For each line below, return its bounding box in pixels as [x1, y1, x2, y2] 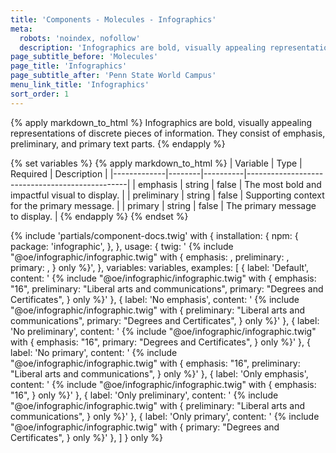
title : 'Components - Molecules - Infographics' [10, 14, 217, 25]
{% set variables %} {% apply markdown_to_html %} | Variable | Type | [10, 157, 303, 169]
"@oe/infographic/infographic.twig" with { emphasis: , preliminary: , [10, 251, 290, 263]
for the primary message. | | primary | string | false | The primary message [10, 199, 317, 211]
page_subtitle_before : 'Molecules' [10, 52, 159, 62]
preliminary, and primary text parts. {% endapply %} [10, 137, 226, 150]
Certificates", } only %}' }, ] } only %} [10, 431, 163, 443]
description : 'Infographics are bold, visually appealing [19, 42, 267, 53]
